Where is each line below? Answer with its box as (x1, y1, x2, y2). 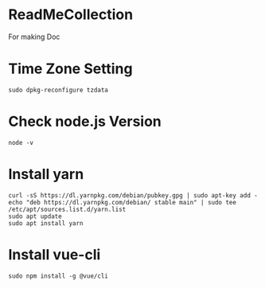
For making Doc (8, 32, 60, 41)
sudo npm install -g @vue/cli (8, 272, 109, 280)
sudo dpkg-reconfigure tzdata (8, 86, 109, 94)
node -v (8, 138, 34, 146)
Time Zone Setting (8, 60, 133, 78)
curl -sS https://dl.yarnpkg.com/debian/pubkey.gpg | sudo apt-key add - (8, 191, 259, 200)
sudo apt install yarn (8, 219, 84, 228)
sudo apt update (8, 212, 62, 220)
